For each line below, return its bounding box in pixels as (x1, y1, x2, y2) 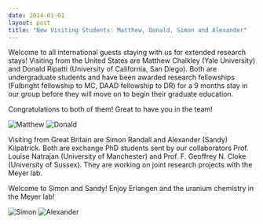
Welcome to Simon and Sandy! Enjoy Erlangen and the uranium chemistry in (8, 184, 254, 193)
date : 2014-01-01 (8, 11, 65, 20)
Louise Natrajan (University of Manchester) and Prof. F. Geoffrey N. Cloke (8, 152, 247, 161)
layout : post (8, 19, 51, 27)
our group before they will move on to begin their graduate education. (8, 90, 234, 99)
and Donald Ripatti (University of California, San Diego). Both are (8, 64, 217, 74)
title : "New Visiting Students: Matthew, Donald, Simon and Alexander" (8, 26, 247, 34)
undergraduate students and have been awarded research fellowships (8, 72, 236, 83)
